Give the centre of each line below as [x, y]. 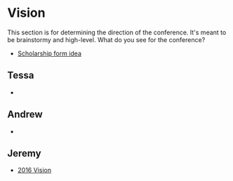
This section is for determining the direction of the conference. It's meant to [117, 32]
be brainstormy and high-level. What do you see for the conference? [106, 39]
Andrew [25, 115]
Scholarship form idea [49, 53]
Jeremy [24, 153]
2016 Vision [34, 170]
